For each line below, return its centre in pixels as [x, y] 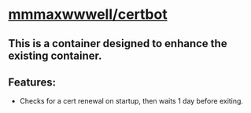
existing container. [55, 55]
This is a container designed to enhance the [118, 44]
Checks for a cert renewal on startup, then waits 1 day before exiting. [131, 101]
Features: [32, 82]
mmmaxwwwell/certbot [88, 15]
